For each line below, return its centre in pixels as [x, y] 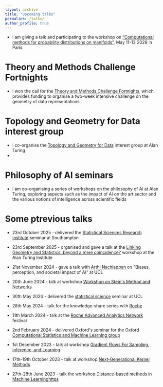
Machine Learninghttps [35, 379]
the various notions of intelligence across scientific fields [69, 199]
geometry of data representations [46, 102]
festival [19, 320]
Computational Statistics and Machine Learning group [66, 335]
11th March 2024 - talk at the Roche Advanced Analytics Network [78, 315]
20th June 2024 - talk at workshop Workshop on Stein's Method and [81, 282]
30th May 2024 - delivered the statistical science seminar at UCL [77, 296]
